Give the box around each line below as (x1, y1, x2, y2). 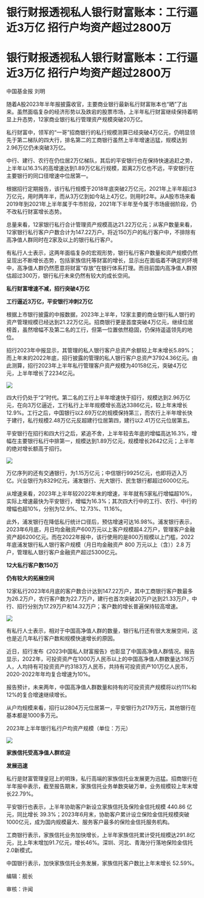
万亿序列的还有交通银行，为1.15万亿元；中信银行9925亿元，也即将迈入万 (6, 469, 188, 477)
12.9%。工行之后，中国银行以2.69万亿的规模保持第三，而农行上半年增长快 (6, 409, 193, 416)
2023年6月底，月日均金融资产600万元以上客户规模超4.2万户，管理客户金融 (6, 526, 195, 533)
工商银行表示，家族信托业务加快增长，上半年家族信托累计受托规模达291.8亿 (6, 832, 195, 839)
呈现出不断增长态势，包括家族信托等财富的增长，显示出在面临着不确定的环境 (6, 257, 198, 264)
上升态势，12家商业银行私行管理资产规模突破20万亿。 (11, 116, 146, 123)
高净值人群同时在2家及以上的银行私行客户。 (6, 236, 117, 244)
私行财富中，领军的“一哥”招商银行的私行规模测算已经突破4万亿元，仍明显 (6, 129, 190, 136)
